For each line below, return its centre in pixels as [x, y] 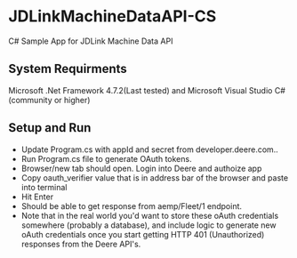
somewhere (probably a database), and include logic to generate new [148, 225]
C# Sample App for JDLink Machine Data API [91, 41]
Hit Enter [37, 197]
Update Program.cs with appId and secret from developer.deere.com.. [150, 149]
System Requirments [68, 69]
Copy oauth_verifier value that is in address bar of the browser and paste [155, 177]
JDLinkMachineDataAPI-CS [112, 16]
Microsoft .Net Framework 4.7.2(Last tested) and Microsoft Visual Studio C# [147, 90]
